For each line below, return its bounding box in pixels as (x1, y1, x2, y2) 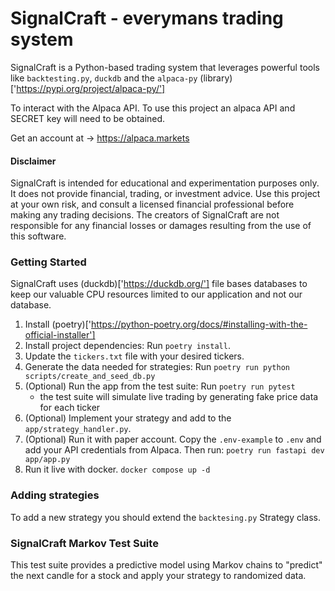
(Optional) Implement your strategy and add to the (24, 412, 232, 424)
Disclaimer (10, 155, 57, 167)
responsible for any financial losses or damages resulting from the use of (10, 220, 312, 232)
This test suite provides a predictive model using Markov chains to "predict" (10, 559, 323, 571)
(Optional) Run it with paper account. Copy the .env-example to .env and (24, 433, 322, 446)
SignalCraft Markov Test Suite (10, 536, 159, 550)
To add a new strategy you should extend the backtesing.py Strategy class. (10, 511, 322, 523)
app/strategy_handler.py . (24, 423, 132, 435)
